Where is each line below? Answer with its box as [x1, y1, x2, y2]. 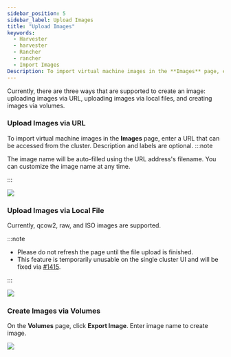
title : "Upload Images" [7, 23, 76, 30]
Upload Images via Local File [7, 205, 104, 215]
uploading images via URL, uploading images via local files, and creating [7, 94, 212, 102]
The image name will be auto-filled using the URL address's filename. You [7, 154, 217, 163]
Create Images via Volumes [7, 306, 101, 316]
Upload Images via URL [7, 119, 86, 128]
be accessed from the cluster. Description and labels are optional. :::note [7, 141, 213, 150]
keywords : [7, 29, 36, 37]
